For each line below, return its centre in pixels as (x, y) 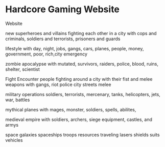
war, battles (18, 100)
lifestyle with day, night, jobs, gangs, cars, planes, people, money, (75, 48)
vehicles (14, 140)
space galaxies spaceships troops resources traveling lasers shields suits (82, 135)
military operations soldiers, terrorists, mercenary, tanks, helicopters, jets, (83, 94)
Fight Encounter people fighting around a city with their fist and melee (79, 79)
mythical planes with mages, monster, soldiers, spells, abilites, (71, 109)
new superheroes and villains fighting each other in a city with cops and (81, 33)
